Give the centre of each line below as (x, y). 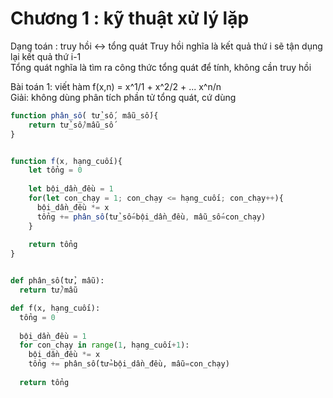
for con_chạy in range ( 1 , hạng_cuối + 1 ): (104, 345)
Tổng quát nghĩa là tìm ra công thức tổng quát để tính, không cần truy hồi (161, 67)
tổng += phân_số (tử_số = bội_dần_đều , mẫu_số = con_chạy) (151, 217)
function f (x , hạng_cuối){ (66, 161)
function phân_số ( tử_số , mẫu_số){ (84, 115)
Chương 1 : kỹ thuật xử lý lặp (130, 18)
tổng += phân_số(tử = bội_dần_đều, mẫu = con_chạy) (129, 364)
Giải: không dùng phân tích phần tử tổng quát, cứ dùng (123, 97)
